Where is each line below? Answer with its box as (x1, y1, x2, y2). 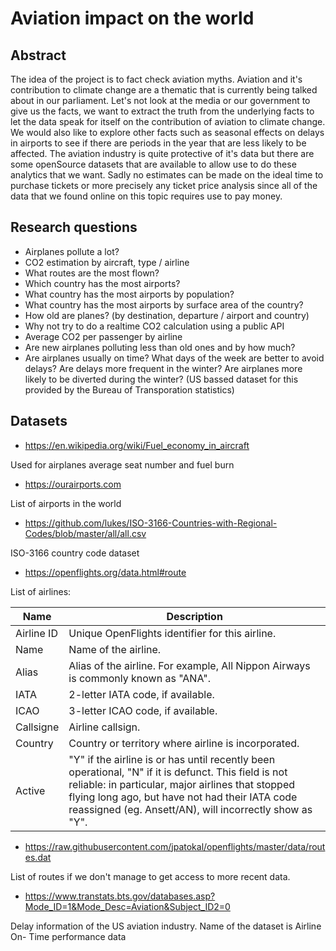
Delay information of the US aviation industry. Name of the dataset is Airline (10, 920, 322, 932)
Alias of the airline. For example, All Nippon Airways (68, 658, 311, 672)
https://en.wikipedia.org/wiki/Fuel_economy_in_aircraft (24, 439, 250, 451)
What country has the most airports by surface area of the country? (24, 298, 304, 311)
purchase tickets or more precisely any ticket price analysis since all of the (10, 180, 318, 191)
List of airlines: (10, 585, 72, 597)
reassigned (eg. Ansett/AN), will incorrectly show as (68, 802, 313, 816)
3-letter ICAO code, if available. (68, 703, 218, 717)
